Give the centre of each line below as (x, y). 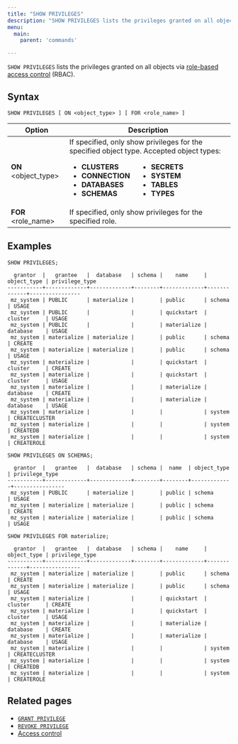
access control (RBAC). (41, 75)
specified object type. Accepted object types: (145, 151)
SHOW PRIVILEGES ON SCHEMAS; (50, 455)
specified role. (93, 221)
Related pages (40, 701)
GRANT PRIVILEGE (41, 718)
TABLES (165, 184)
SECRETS (168, 166)
